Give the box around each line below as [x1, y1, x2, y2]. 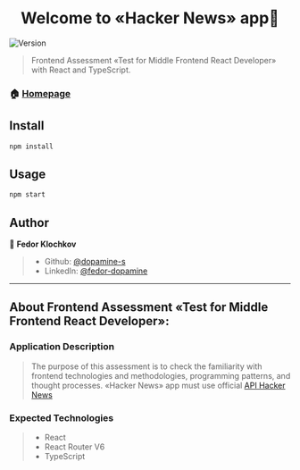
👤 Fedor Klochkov [9, 239, 77, 249]
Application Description [9, 340, 114, 353]
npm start [9, 190, 46, 199]
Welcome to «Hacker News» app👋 [21, 8, 279, 29]
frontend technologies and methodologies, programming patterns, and [30, 370, 291, 381]
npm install [9, 142, 54, 151]
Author [9, 214, 49, 231]
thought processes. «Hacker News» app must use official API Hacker [30, 380, 286, 390]
